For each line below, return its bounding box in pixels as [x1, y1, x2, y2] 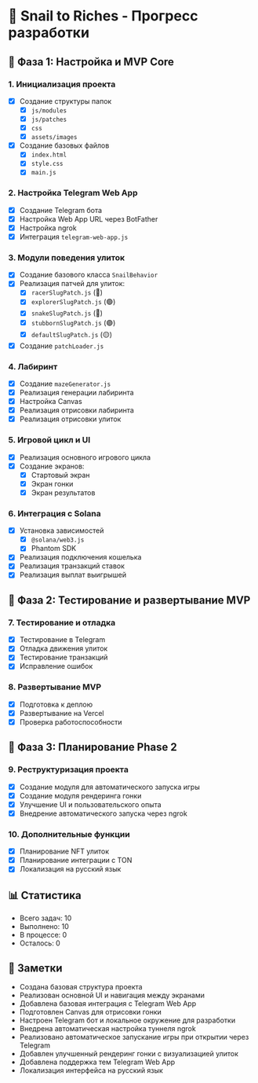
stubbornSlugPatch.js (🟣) [31, 318, 116, 327]
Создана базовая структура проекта [19, 982, 143, 991]
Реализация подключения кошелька [19, 553, 142, 562]
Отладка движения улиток [19, 644, 108, 653]
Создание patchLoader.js [19, 341, 104, 351]
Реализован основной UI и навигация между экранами [19, 990, 205, 1000]
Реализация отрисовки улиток [19, 414, 122, 424]
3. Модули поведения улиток [8, 251, 125, 262]
